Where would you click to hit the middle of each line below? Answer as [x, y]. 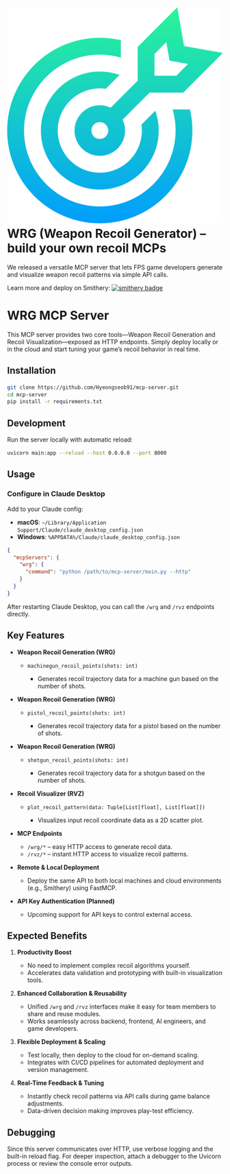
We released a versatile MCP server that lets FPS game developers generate [115, 267]
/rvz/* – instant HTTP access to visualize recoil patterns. [108, 854]
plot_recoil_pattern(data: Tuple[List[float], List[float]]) [116, 807]
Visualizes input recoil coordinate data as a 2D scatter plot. [120, 820]
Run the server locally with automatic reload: [70, 440]
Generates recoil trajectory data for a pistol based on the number [129, 726]
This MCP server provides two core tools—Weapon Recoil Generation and [111, 334]
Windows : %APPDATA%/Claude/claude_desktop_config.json [98, 537]
